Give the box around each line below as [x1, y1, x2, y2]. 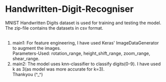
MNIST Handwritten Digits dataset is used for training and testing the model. [5, 20, 162, 26]
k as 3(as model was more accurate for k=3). [12, 66, 105, 72]
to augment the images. [12, 45, 61, 51]
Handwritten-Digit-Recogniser [5, 3, 134, 15]
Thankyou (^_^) [12, 71, 43, 77]
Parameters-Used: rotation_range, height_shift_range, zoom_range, [12, 50, 151, 56]
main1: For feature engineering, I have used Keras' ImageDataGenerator [12, 40, 159, 45]
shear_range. [12, 55, 40, 61]
